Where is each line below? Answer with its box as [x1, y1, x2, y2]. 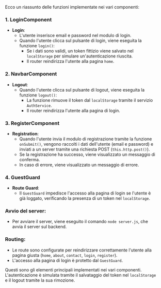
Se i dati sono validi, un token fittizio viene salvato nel [26, 48, 134, 54]
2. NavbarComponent [5, 71, 57, 77]
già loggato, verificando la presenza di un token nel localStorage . [19, 195, 150, 201]
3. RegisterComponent [5, 119, 60, 126]
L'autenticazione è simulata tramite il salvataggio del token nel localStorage [5, 272, 156, 278]
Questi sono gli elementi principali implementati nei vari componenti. [5, 267, 142, 272]
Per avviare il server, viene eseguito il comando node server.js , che [12, 219, 148, 225]
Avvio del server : [5, 208, 46, 214]
